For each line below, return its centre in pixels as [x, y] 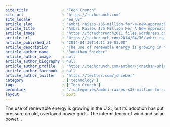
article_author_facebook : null [40, 71]
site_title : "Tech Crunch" [51, 10]
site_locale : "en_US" [44, 19]
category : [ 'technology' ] [52, 80]
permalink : [35, 89]
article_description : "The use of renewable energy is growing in [83, 47]
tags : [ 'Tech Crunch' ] [53, 85]
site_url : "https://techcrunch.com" [63, 15]
